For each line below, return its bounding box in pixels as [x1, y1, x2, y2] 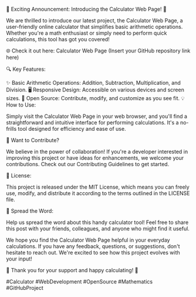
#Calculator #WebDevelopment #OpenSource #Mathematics [6, 278, 153, 285]
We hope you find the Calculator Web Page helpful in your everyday [6, 236, 170, 243]
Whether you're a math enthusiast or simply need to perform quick [6, 29, 167, 37]
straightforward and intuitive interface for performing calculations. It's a [6, 119, 179, 126]
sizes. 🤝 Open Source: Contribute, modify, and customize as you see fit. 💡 [6, 95, 185, 101]
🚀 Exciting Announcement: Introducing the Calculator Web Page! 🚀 [6, 6, 167, 12]
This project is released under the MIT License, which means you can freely [6, 183, 190, 190]
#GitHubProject [6, 285, 44, 291]
